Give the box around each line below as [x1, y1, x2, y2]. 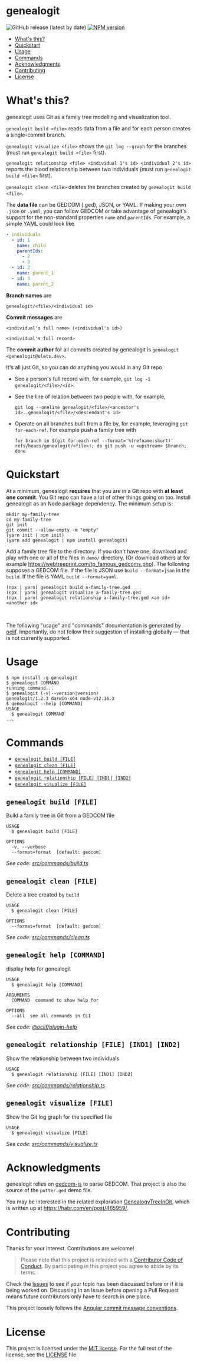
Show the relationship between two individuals [6, 1055, 120, 1062]
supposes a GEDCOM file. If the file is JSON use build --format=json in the [6, 566, 190, 574]
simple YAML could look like [6, 220, 75, 227]
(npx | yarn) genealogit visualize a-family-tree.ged [6, 590, 142, 595]
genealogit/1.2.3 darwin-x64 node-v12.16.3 [6, 695, 115, 702]
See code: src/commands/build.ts [6, 860, 88, 867]
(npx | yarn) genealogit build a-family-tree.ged [6, 584, 131, 590]
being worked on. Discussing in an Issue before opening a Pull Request [6, 1287, 179, 1294]
